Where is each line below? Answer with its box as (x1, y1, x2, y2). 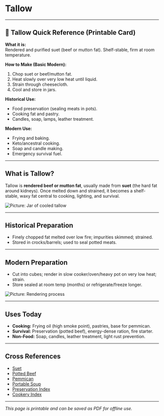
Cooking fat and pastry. (12, 111, 60, 117)
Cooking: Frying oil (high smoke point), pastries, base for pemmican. (12, 323, 151, 329)
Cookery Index (12, 391, 42, 397)
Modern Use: (5, 126, 32, 131)
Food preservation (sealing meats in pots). (12, 105, 98, 111)
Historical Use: (5, 96, 36, 102)
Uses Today (5, 310, 42, 318)
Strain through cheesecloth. (12, 81, 68, 87)
